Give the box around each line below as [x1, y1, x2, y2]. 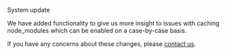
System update [7, 6, 50, 14]
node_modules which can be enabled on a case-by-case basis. [7, 27, 187, 34]
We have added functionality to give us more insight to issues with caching [7, 19, 220, 27]
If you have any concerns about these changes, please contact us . [7, 40, 196, 47]
